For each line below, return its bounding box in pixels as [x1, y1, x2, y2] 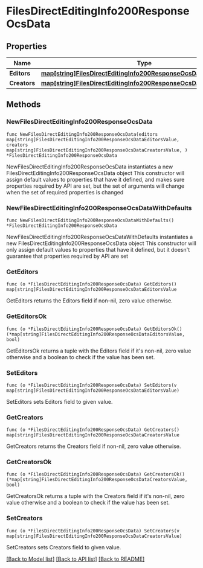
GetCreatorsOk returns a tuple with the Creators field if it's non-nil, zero [6, 493, 185, 500]
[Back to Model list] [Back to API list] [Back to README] [6, 555, 145, 563]
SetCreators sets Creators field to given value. [6, 543, 121, 550]
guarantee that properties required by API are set [6, 252, 129, 260]
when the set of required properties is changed [6, 188, 124, 196]
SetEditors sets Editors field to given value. [6, 398, 113, 405]
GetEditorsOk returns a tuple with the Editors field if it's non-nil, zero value [6, 347, 192, 354]
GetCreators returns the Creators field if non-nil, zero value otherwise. [6, 442, 181, 450]
